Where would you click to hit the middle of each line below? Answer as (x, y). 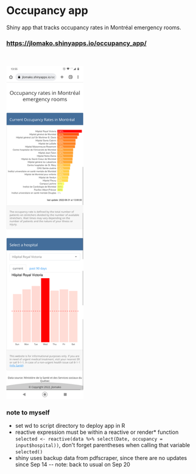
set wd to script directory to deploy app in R (70, 426)
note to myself (28, 413)
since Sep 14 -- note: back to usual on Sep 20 (73, 465)
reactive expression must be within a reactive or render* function (97, 432)
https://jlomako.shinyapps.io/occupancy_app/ (77, 43)
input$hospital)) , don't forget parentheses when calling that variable (103, 445)
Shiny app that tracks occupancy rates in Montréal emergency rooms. (94, 27)
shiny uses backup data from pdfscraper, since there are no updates (101, 458)
